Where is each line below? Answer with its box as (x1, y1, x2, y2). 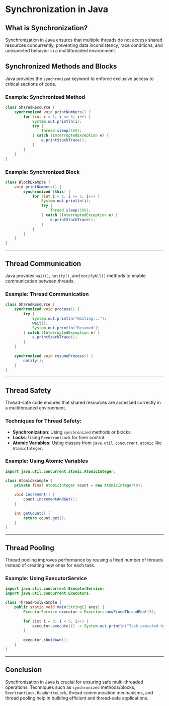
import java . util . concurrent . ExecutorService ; (5, 586, 105, 591)
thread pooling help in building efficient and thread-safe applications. (5, 695, 149, 701)
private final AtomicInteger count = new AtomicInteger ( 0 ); (14, 482, 143, 488)
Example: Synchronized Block (5, 168, 80, 175)
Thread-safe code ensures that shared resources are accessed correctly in (5, 399, 161, 406)
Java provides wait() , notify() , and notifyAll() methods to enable (5, 272, 146, 278)
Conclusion (5, 666, 42, 674)
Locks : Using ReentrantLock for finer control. (12, 434, 106, 440)
